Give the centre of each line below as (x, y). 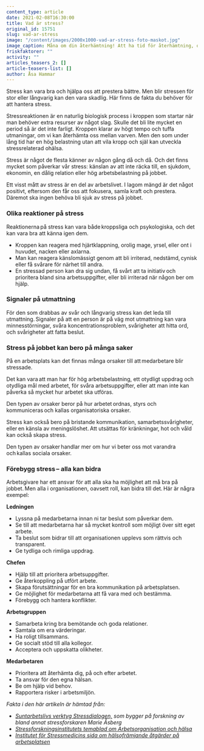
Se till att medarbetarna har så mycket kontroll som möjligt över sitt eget (105, 525)
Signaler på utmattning (41, 300)
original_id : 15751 (31, 29)
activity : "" (23, 57)
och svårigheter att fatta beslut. (46, 332)
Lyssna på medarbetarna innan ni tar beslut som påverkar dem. (94, 519)
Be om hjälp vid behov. (44, 686)
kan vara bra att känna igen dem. (48, 233)
